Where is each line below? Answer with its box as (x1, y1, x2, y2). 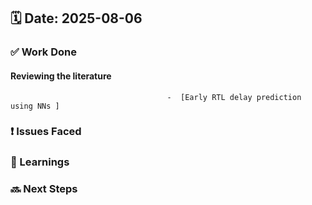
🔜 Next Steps (10, 182, 78, 196)
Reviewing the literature (10, 70, 112, 82)
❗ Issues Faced (10, 125, 82, 139)
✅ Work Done (10, 45, 77, 59)
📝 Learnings (10, 155, 70, 169)
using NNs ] (10, 101, 60, 111)
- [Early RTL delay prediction (166, 92, 302, 102)
